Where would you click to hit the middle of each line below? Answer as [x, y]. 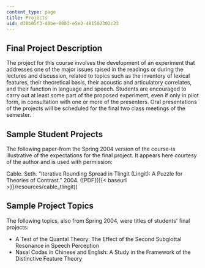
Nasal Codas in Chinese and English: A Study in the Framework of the [103, 252]
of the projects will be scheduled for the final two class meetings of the [96, 108]
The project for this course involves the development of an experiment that [101, 63]
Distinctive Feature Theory [49, 258]
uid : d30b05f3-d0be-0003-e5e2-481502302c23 [63, 23]
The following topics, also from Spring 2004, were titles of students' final [98, 220]
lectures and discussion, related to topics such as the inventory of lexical [98, 76]
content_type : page [31, 12]
